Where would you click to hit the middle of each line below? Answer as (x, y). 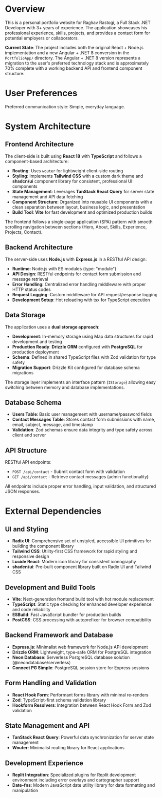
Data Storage (25, 315)
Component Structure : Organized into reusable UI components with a (82, 202)
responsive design (31, 556)
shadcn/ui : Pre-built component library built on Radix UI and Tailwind (82, 567)
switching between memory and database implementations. (65, 387)
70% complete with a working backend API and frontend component (74, 68)
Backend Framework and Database (59, 635)
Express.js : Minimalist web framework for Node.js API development (80, 647)
